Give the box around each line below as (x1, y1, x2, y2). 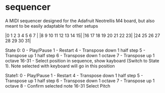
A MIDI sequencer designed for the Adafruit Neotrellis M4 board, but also (5, 18, 155, 24)
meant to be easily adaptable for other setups (5, 23, 98, 29)
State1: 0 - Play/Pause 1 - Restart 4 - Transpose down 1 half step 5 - (5, 72, 143, 78)
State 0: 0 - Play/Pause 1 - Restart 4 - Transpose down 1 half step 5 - (5, 47, 146, 53)
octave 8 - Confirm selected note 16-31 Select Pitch (5, 83, 110, 89)
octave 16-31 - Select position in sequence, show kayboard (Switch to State (5, 58, 160, 63)
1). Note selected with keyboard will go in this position (5, 63, 115, 69)
